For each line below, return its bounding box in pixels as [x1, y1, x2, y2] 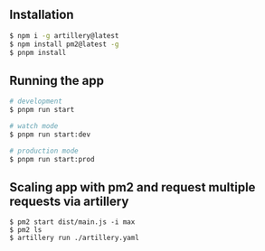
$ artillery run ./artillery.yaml [9, 234, 140, 243]
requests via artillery [9, 193, 129, 209]
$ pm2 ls [9, 226, 43, 235]
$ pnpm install [9, 48, 67, 57]
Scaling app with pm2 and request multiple [9, 180, 256, 195]
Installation [9, 7, 74, 23]
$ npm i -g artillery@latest [9, 31, 119, 40]
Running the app [9, 72, 104, 88]
